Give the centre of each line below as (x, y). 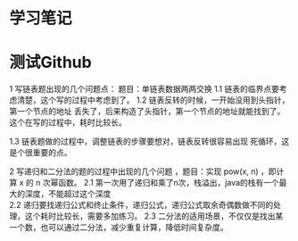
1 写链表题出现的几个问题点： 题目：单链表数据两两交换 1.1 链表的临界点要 (144, 89)
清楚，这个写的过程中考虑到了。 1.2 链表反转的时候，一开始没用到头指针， (153, 100)
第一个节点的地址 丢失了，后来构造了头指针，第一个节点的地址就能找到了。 (147, 112)
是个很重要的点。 (41, 153)
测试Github (50, 62)
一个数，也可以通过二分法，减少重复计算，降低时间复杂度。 (119, 228)
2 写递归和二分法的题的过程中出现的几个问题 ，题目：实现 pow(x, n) (134, 171)
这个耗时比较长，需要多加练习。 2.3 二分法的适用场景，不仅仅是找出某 (154, 216)
